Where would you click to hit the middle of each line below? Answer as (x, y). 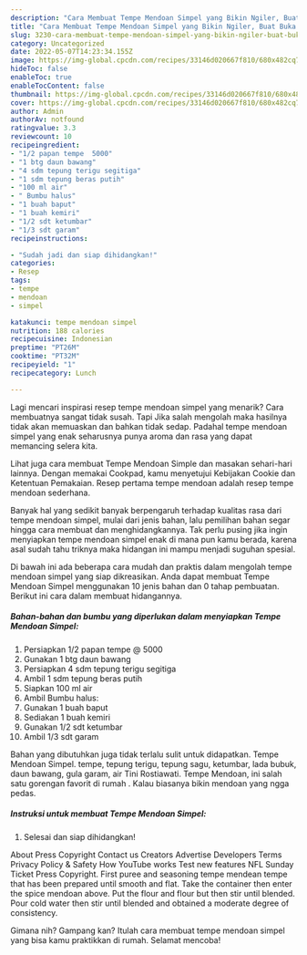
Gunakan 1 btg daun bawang (77, 659)
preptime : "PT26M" (45, 348)
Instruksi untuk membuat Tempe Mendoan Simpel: (108, 814)
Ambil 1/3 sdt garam (61, 736)
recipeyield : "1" (43, 365)
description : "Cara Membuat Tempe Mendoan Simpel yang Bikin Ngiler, (145, 18)
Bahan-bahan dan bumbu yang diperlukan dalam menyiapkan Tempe (146, 617)
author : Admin (37, 111)
